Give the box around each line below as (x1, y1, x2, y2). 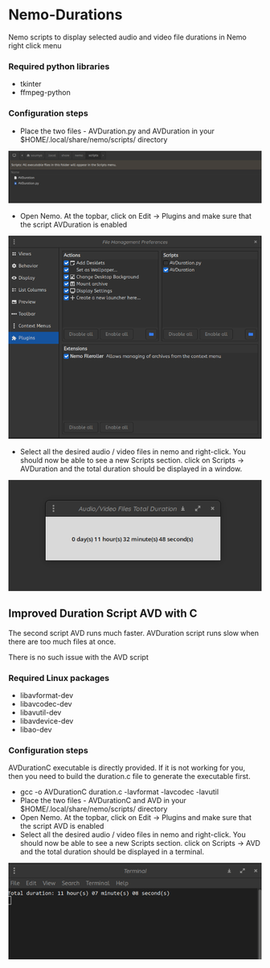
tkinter (19, 79, 42, 89)
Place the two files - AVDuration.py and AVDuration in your (19, 126, 215, 136)
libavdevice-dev (19, 716, 74, 726)
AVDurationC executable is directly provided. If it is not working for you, (8, 763, 246, 773)
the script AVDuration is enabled (19, 219, 128, 229)
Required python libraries (8, 60, 110, 72)
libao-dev (19, 725, 52, 735)
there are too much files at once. (8, 637, 117, 646)
